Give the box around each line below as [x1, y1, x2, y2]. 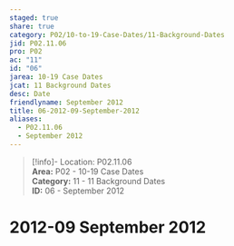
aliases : [9, 114, 43, 123]
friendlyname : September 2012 [9, 97, 124, 107]
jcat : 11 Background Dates [9, 81, 112, 90]
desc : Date [9, 89, 51, 98]
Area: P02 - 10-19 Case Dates [31, 165, 144, 177]
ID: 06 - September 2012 [31, 185, 125, 196]
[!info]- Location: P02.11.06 [31, 156, 132, 167]
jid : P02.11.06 [9, 38, 67, 48]
